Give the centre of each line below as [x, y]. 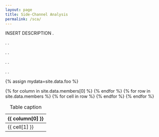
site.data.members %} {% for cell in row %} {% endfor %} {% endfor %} [80, 96]
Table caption [26, 107]
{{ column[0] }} [26, 119]
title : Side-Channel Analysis [37, 14]
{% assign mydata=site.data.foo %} [42, 81]
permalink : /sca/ [23, 19]
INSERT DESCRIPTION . [29, 33]
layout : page [19, 10]
